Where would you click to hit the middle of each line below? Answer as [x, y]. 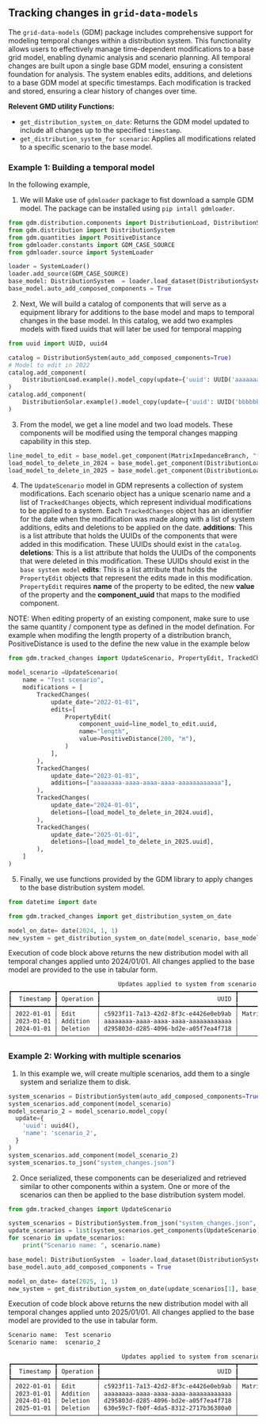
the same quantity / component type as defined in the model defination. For [131, 627]
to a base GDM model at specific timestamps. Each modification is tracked [130, 82]
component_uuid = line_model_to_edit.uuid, [148, 724]
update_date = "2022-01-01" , [95, 702]
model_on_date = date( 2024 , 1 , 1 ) [63, 930]
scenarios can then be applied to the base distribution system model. [132, 1194]
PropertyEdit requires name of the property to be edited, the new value [137, 587]
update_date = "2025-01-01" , [95, 834]
